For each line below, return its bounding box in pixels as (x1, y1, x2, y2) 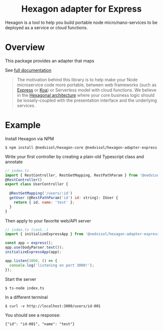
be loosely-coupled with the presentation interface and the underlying (16, 97, 157, 103)
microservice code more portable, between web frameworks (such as (16, 82, 157, 88)
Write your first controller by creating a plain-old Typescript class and (5, 153, 144, 159)
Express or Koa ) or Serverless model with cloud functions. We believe (16, 87, 157, 93)
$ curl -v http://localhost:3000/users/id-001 (5, 303, 101, 309)
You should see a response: (5, 312, 61, 318)
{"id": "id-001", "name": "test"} (5, 321, 75, 327)
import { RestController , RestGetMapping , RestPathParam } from (5, 173, 138, 178)
